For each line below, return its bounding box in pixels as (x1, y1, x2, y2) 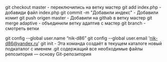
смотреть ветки (5, 25, 39, 31)
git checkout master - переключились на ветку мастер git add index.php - (5, 4, 161, 10)
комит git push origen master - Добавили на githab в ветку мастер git (5, 15, 152, 20)
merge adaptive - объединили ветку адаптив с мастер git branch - (5, 20, 146, 26)
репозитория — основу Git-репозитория (5, 51, 91, 57)
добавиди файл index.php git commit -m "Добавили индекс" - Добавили (5, 9, 158, 15)
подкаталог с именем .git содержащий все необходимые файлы (5, 46, 143, 51)
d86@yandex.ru (5, 40, 38, 46)
